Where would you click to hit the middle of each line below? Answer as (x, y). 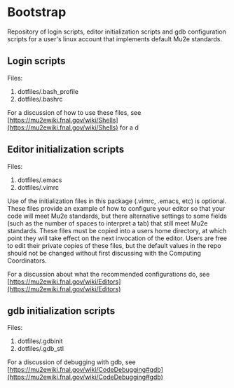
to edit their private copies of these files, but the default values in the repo (114, 245)
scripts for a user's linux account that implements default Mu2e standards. (115, 39)
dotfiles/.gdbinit (40, 341)
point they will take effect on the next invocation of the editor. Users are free (117, 238)
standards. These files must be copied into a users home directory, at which (117, 230)
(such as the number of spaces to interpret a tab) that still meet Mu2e (108, 223)
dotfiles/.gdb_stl (41, 349)
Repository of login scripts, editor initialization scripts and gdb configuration (117, 32)
